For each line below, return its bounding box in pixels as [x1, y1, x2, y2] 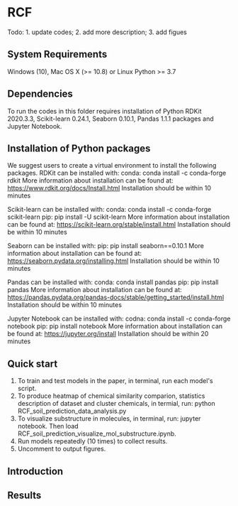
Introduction [7, 465, 64, 477]
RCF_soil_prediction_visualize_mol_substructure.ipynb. [17, 429, 177, 438]
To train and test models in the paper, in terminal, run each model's [17, 377, 214, 385]
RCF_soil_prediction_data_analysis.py [17, 407, 127, 416]
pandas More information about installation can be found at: [7, 286, 182, 294]
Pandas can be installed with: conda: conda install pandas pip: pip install [7, 278, 219, 286]
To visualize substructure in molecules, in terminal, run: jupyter [17, 414, 201, 423]
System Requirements [7, 48, 108, 60]
